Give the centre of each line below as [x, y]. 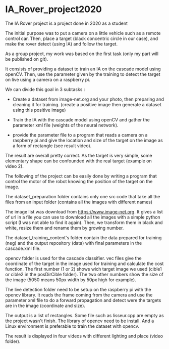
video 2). [15, 166]
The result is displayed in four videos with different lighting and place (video [84, 336]
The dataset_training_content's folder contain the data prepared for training [83, 237]
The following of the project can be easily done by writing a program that [81, 176]
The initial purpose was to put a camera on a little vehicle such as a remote [83, 33]
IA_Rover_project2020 [53, 9]
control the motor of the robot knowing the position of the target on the [79, 181]
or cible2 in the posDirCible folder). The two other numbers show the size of [84, 274]
